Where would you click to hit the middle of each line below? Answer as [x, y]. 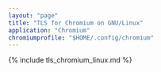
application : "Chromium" [49, 30]
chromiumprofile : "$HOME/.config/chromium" [81, 38]
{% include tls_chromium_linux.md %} [70, 60]
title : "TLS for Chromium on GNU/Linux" [76, 23]
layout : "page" [33, 15]
